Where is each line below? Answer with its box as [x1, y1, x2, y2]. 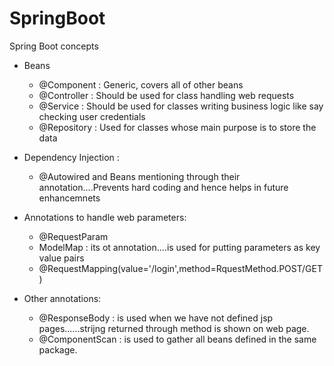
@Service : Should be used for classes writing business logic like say [38, 100, 324, 112]
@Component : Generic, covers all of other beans [38, 78, 244, 91]
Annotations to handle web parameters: [23, 211, 187, 223]
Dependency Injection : [23, 151, 120, 163]
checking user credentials [38, 110, 146, 122]
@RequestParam [38, 230, 109, 242]
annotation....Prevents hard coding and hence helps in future [38, 181, 289, 193]
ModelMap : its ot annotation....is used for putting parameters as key [38, 241, 321, 253]
